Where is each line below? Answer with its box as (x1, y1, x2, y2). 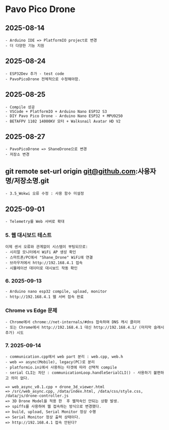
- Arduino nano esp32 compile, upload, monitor (5, 289, 107, 294)
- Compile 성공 (5, 104, 35, 109)
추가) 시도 (5, 330, 24, 335)
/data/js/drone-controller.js (5, 393, 69, 399)
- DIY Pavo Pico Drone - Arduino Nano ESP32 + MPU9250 (5, 113, 123, 118)
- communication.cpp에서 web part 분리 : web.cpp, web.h (5, 354, 124, 359)
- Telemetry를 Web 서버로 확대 (5, 219, 65, 224)
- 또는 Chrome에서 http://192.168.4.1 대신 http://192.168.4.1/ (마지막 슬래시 (5, 325, 164, 330)
